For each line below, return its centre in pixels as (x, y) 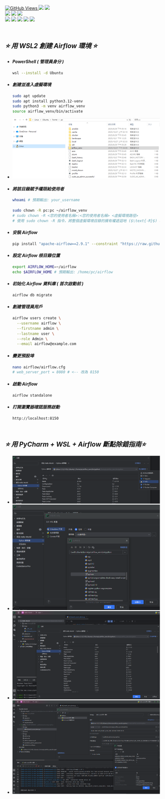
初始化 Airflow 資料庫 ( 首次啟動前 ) (48, 284)
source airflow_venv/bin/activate (47, 111)
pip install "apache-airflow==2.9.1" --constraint (65, 244)
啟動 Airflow (25, 384)
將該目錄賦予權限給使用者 (38, 188)
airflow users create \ (37, 318)
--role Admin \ (32, 339)
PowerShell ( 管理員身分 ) (38, 61)
